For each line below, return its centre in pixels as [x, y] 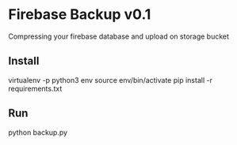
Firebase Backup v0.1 [80, 15]
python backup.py [38, 132]
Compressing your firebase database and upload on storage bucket [119, 36]
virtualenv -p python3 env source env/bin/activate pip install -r [110, 80]
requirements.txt [35, 88]
